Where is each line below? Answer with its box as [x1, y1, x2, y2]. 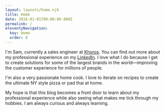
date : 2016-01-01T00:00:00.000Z [5, 16, 72, 21]
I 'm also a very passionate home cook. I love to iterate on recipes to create [5, 74, 159, 80]
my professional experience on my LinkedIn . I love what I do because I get [5, 54, 158, 60]
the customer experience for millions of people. [5, 64, 103, 70]
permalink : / [5, 21, 32, 26]
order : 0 [9, 35, 28, 40]
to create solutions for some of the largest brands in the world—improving [5, 59, 157, 65]
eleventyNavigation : [5, 26, 48, 31]
